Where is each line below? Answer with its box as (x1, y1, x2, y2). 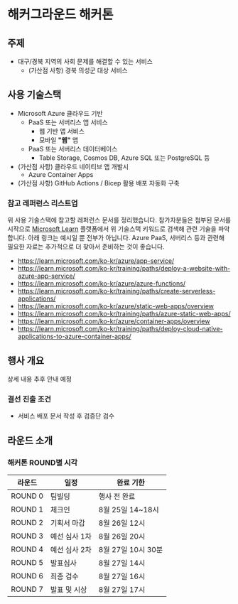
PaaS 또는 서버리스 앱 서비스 (28, 118, 108, 126)
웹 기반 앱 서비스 (38, 126, 85, 135)
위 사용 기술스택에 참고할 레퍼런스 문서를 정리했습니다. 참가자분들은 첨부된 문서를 (7, 216, 232, 225)
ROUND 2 (11, 517, 44, 527)
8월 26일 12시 (98, 518, 146, 528)
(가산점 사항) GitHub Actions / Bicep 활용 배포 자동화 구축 (17, 178, 180, 187)
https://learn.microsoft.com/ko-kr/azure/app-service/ (17, 257, 175, 265)
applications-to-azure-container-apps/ (17, 332, 131, 341)
